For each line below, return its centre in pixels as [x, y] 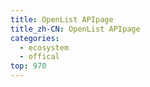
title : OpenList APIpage [62, 19]
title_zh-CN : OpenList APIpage [75, 29]
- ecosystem [44, 47]
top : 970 [28, 66]
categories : [35, 38]
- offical [39, 57]
